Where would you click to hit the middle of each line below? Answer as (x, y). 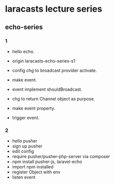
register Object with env (36, 172)
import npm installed (33, 167)
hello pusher (25, 141)
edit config (23, 151)
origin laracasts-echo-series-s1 (44, 61)
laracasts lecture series (54, 9)
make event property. (34, 108)
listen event (24, 177)
